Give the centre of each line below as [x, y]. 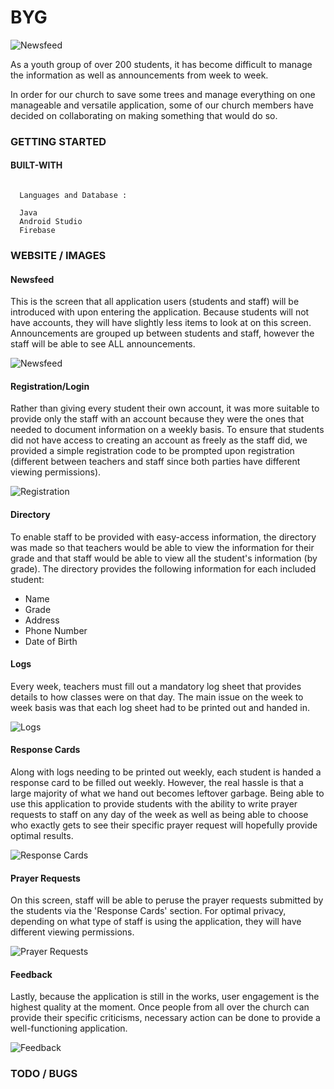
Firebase [37, 231]
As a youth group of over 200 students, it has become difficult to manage [161, 64]
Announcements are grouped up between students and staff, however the [162, 333]
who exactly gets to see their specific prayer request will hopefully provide [164, 825]
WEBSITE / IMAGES [58, 255]
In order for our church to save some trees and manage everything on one [163, 94]
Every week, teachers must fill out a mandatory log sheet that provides [156, 686]
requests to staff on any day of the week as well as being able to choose [159, 814]
